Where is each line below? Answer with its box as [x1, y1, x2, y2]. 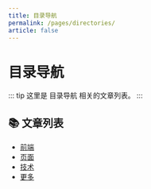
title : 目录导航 [8, 11, 57, 20]
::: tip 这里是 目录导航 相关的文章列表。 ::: [8, 91, 143, 100]
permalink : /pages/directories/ [8, 19, 115, 27]
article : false [8, 26, 59, 34]
